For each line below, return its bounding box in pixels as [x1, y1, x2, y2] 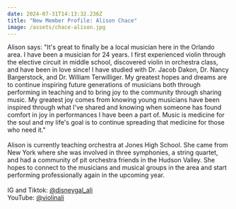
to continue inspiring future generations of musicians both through [7, 81, 201, 89]
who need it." [7, 125, 46, 135]
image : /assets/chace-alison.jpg [7, 23, 106, 30]
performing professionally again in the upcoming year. [7, 171, 165, 179]
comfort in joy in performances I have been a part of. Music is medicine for [7, 111, 225, 119]
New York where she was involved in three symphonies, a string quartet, [7, 148, 218, 157]
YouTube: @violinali [7, 193, 65, 202]
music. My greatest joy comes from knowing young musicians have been [7, 96, 220, 104]
